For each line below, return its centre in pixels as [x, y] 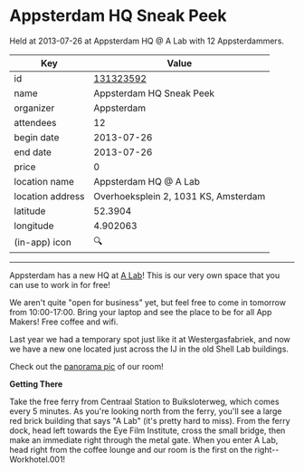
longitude [34, 226]
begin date [37, 137]
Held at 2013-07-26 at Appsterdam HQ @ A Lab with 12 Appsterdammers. [147, 41]
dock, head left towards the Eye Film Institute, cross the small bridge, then [147, 430]
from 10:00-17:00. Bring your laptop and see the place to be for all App [141, 312]
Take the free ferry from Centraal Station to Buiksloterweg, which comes [144, 401]
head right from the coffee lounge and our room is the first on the [131, 449]
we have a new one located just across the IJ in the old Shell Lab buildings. [149, 349]
